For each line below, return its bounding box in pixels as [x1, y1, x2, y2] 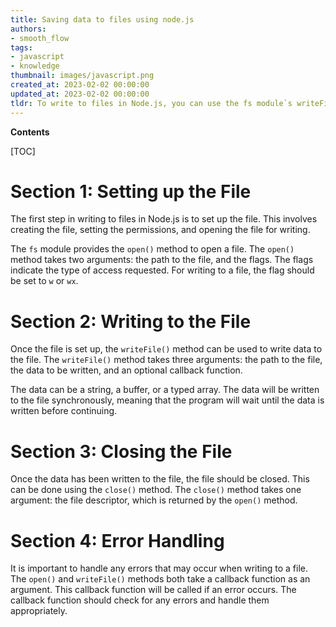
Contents [10, 126, 50, 138]
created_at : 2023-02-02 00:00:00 [10, 80, 150, 90]
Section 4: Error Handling [10, 529, 225, 552]
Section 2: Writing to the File [10, 310, 252, 333]
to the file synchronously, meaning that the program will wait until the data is [10, 394, 325, 406]
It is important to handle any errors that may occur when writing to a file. [10, 562, 308, 575]
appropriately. [10, 605, 68, 617]
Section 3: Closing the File [10, 440, 233, 463]
